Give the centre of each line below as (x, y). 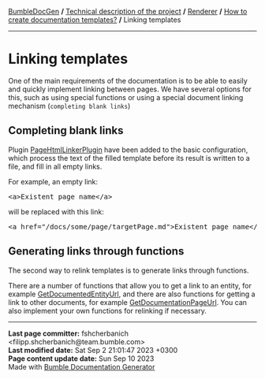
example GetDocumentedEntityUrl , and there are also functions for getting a (132, 294)
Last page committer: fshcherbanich (68, 333)
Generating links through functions (96, 251)
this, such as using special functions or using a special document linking (126, 97)
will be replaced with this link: (56, 211)
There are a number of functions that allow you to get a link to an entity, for (130, 285)
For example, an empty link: (53, 181)
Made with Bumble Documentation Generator (82, 366)
